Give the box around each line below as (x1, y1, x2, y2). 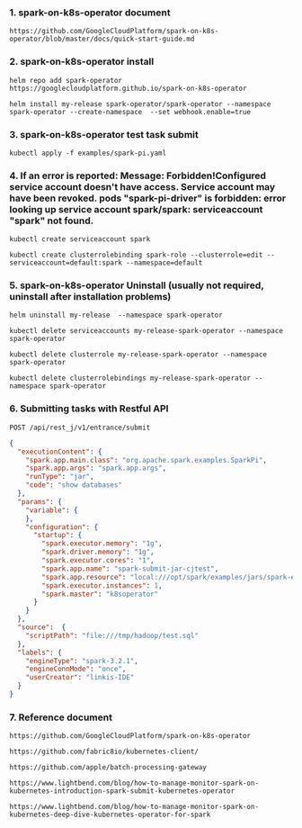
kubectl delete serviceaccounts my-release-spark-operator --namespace (9, 327, 283, 336)
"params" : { (17, 497, 63, 506)
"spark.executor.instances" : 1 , (41, 580, 164, 590)
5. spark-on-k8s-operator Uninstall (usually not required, (9, 279, 264, 292)
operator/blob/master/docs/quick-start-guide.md (9, 34, 195, 44)
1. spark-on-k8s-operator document (9, 6, 171, 19)
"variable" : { (25, 506, 78, 515)
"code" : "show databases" (25, 481, 123, 490)
